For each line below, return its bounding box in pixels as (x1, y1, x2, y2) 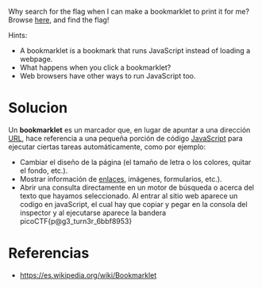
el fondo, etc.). (19, 166, 68, 175)
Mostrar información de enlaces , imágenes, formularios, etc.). (19, 174, 222, 183)
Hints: (8, 31, 28, 40)
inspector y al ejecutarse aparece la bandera (19, 208, 167, 217)
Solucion (8, 99, 68, 117)
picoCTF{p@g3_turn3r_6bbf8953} (19, 216, 133, 225)
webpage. (19, 55, 53, 63)
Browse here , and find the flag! (8, 15, 110, 25)
